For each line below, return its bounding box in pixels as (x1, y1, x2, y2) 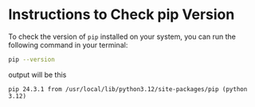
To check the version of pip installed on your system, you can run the (8, 32, 237, 41)
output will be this (8, 70, 67, 79)
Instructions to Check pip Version (8, 6, 235, 24)
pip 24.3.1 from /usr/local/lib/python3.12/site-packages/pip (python (8, 85, 248, 93)
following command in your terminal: (8, 40, 128, 49)
